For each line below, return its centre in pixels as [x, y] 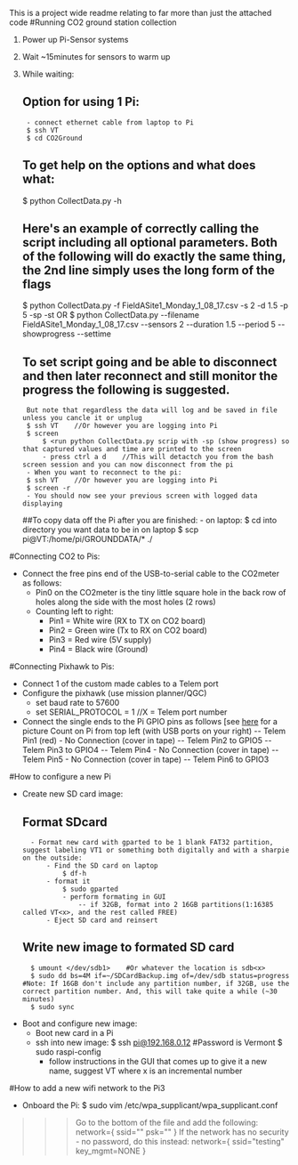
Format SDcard [65, 822]
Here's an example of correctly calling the [141, 229]
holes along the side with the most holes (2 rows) [125, 602]
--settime [94, 334]
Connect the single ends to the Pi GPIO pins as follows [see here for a [150, 722]
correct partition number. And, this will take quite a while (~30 [149, 991]
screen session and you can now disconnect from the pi [128, 465]
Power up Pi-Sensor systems [75, 40]
